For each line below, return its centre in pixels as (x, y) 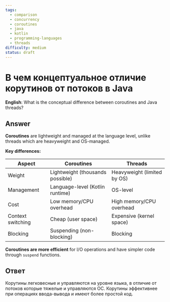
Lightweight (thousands (78, 172)
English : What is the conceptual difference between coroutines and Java (81, 103)
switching (19, 222)
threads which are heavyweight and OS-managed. (58, 141)
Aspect (26, 164)
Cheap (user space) (74, 219)
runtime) (60, 193)
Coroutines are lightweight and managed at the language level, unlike (78, 136)
